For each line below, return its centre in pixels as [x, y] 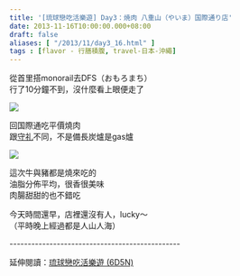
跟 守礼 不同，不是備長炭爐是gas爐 [71, 137]
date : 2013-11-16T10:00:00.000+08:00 [80, 26]
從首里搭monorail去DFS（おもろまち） [81, 78]
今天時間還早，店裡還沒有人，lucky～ [79, 215]
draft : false [34, 34]
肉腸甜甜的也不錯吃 [45, 196]
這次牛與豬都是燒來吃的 [53, 173]
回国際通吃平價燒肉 [45, 125]
